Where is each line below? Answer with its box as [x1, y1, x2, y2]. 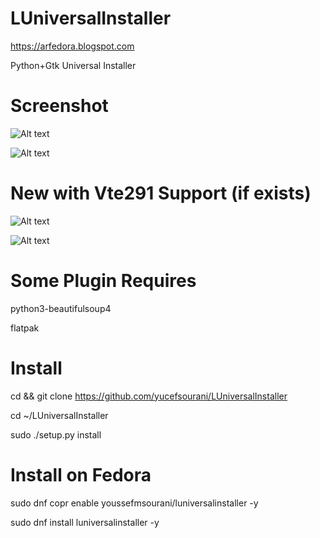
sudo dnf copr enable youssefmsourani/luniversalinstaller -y [10, 497, 259, 509]
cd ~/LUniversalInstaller [10, 409, 109, 421]
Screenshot [10, 95, 109, 117]
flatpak [10, 322, 40, 334]
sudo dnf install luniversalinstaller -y [10, 516, 160, 528]
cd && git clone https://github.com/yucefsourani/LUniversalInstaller [10, 390, 288, 402]
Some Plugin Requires [10, 270, 197, 292]
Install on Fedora [10, 463, 152, 486]
